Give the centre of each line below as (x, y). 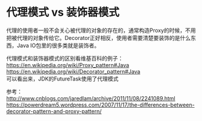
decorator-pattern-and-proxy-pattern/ (54, 111)
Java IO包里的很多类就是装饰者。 (58, 45)
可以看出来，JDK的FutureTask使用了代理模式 (62, 79)
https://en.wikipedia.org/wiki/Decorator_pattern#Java (73, 71)
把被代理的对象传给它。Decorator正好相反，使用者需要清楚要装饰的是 (93, 38)
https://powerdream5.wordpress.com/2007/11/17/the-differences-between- (101, 105)
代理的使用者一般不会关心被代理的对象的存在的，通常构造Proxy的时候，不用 (101, 30)
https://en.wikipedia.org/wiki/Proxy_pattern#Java (68, 65)
